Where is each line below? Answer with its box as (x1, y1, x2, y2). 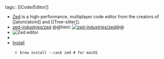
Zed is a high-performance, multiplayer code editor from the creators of (12, 14, 160, 19)
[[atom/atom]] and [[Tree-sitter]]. (12, 19, 80, 25)
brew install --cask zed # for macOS (19, 50, 98, 55)
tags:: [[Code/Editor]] (5, 4, 49, 10)
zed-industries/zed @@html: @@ (12, 24, 124, 30)
